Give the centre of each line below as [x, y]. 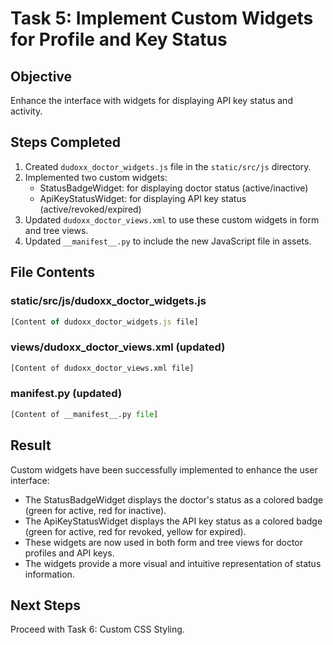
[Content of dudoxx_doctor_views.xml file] [102, 368]
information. [49, 574]
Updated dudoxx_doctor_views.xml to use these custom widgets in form [172, 219]
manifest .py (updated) [66, 394]
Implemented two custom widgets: [96, 177]
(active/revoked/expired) [90, 209]
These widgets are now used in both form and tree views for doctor [163, 542]
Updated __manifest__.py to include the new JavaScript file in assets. [168, 241]
